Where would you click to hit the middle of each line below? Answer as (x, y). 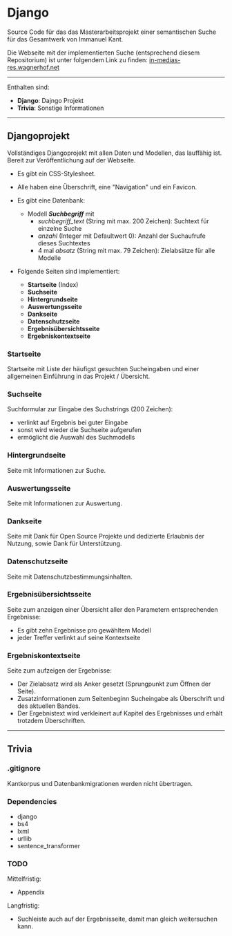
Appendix (31, 892)
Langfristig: (23, 906)
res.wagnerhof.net (33, 67)
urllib (25, 839)
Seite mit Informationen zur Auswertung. (65, 503)
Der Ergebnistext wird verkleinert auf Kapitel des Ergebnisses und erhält (120, 713)
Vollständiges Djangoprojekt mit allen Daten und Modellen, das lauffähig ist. (115, 153)
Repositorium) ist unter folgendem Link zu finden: (78, 59)
